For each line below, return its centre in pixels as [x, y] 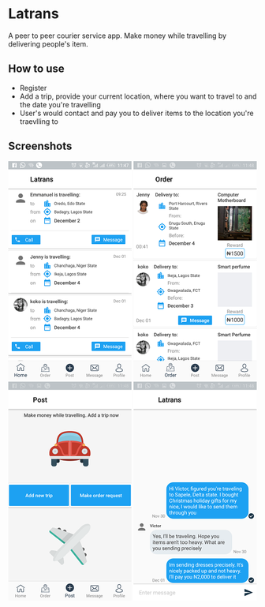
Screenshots [40, 146]
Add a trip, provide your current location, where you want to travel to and [138, 96]
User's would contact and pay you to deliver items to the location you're [136, 113]
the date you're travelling [60, 104]
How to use [36, 69]
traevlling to [39, 121]
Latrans [34, 14]
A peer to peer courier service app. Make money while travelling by [118, 36]
